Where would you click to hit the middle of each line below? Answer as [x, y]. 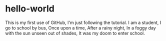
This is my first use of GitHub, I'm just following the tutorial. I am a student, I [83, 22]
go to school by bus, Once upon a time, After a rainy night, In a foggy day [80, 27]
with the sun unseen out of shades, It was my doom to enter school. [75, 33]
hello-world [30, 9]
